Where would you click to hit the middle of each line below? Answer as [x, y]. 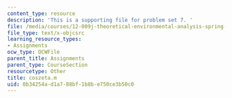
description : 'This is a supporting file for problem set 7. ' [100, 20]
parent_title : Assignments [46, 59]
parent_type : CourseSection [48, 65]
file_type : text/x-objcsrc [46, 33]
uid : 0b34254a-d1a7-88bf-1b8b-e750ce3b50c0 [71, 84]
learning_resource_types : [44, 39]
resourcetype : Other [37, 71]
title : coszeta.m [32, 78]
